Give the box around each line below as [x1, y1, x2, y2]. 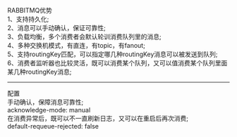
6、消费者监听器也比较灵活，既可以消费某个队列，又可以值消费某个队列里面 [7, 59, 228, 67]
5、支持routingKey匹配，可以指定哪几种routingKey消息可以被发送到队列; [7, 50, 218, 58]
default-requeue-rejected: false [7, 122, 99, 130]
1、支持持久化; [7, 15, 49, 23]
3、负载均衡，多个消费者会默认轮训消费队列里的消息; [7, 32, 162, 41]
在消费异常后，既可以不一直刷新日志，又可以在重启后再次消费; [7, 115, 189, 122]
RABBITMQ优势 [7, 6, 53, 14]
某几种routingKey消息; [7, 67, 72, 76]
